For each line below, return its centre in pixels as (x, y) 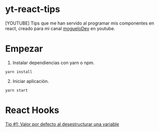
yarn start (17, 90)
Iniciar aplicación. (31, 81)
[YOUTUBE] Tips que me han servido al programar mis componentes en (80, 23)
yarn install (19, 72)
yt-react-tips (33, 9)
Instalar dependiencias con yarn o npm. (53, 62)
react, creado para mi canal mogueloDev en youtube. (60, 28)
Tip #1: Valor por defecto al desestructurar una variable (62, 124)
